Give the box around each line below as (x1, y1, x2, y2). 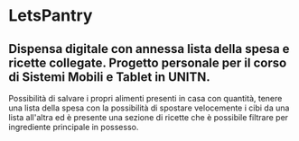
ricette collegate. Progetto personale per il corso (8, 55, 287, 70)
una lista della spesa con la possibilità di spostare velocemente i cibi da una (8, 102, 290, 113)
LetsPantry (8, 5, 93, 26)
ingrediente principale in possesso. (8, 122, 139, 132)
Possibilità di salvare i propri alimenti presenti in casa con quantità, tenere (8, 93, 283, 103)
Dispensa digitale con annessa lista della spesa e (8, 41, 290, 57)
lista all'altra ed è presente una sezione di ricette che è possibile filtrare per (8, 112, 289, 122)
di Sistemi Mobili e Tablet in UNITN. (8, 69, 210, 84)
